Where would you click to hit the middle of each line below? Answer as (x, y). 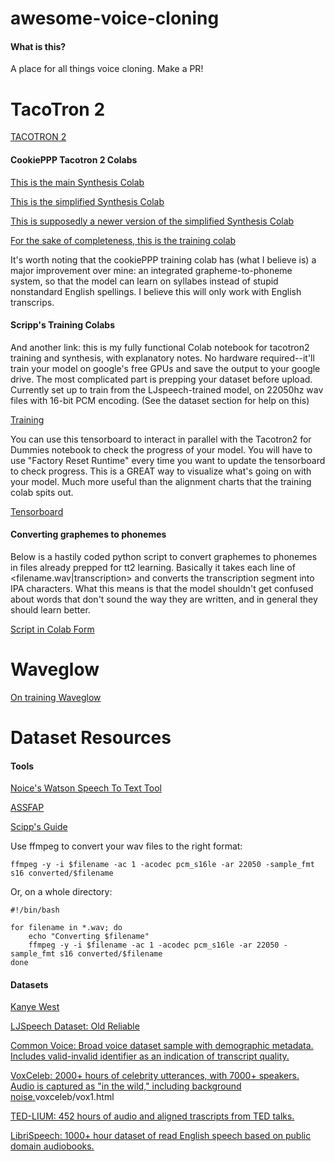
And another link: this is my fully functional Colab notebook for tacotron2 (160, 347)
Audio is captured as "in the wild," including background (126, 1086)
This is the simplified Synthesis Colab (87, 201)
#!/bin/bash (35, 910)
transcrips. (32, 302)
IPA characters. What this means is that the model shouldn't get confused (162, 588)
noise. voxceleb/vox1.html (62, 1097)
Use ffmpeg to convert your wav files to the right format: (126, 846)
